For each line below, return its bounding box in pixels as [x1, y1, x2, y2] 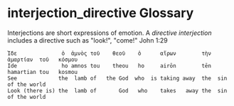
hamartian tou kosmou [7, 68, 78, 75]
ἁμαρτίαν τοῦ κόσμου [7, 55, 78, 63]
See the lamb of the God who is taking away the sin [7, 75, 228, 82]
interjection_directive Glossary [7, 5, 194, 21]
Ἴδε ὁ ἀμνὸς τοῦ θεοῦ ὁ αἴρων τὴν [7, 50, 212, 57]
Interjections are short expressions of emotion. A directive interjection [7, 28, 212, 37]
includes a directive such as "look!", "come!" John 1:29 [7, 36, 169, 44]
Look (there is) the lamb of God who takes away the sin [7, 87, 228, 94]
